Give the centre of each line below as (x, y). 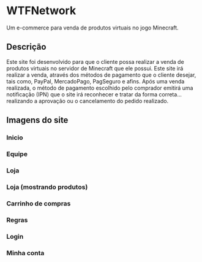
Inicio (15, 137)
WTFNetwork (41, 11)
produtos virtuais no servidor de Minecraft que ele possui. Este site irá (95, 68)
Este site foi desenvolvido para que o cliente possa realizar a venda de (95, 61)
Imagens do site (37, 120)
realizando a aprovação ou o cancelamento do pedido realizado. (88, 101)
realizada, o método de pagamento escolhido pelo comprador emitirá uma (100, 88)
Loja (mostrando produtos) (47, 187)
